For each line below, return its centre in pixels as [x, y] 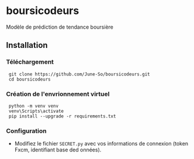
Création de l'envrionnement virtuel [58, 94]
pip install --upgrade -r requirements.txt [62, 116]
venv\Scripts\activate [36, 111]
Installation [27, 45]
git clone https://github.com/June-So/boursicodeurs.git [79, 74]
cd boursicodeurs [30, 79]
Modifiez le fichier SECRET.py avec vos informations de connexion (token [101, 144]
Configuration [26, 131]
